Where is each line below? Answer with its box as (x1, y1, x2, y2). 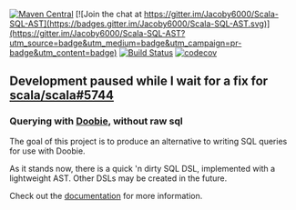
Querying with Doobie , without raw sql (9, 115, 184, 127)
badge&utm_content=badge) (9, 47, 117, 58)
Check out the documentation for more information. (9, 190, 203, 201)
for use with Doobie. (9, 145, 86, 156)
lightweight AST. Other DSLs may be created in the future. (9, 173, 228, 184)
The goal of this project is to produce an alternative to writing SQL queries (9, 135, 288, 146)
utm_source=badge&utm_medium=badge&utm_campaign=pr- (9, 37, 242, 48)
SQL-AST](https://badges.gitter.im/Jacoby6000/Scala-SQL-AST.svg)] (9, 18, 270, 29)
